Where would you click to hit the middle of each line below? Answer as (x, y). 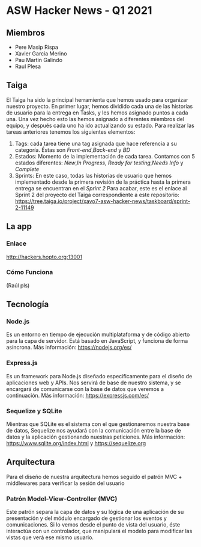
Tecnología (28, 305)
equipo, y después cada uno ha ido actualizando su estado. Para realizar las (100, 125)
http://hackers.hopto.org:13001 (44, 257)
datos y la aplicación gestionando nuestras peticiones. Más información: (96, 437)
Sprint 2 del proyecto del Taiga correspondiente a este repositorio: (97, 195)
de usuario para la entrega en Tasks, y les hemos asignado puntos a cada (97, 113)
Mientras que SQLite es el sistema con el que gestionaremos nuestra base (98, 424)
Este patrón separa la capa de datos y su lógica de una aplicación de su (95, 512)
